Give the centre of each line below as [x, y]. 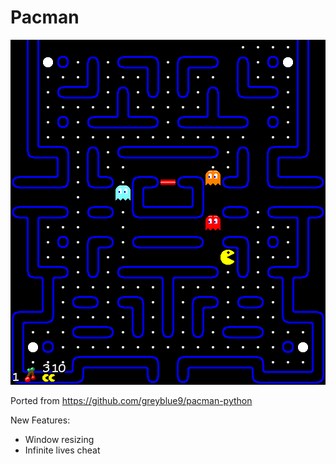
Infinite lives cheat [62, 450]
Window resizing [59, 439]
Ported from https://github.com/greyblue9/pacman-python [131, 400]
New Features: [40, 420]
